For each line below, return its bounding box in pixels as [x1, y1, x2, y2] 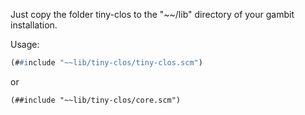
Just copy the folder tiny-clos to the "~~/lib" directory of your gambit [10, 9, 295, 20]
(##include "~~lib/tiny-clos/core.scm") [10, 95, 182, 105]
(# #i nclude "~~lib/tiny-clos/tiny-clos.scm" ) [10, 58, 203, 68]
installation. [10, 19, 58, 31]
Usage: [10, 39, 40, 50]
